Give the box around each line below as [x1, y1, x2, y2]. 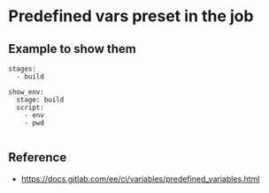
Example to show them [8, 41, 136, 56]
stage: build [16, 95, 65, 104]
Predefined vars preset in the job [8, 6, 254, 26]
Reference [8, 150, 67, 165]
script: [16, 103, 45, 112]
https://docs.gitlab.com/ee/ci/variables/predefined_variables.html [20, 174, 260, 184]
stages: [8, 64, 37, 73]
